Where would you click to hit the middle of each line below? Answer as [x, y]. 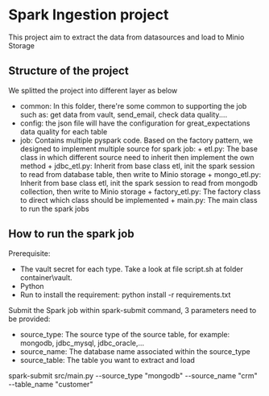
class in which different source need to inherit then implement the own [137, 157]
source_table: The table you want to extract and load [108, 360]
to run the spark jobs [55, 208]
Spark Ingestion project [89, 15]
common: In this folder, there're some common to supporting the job [133, 105]
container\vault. [46, 277]
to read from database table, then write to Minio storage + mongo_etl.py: [141, 174]
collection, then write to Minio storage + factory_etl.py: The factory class [140, 192]
